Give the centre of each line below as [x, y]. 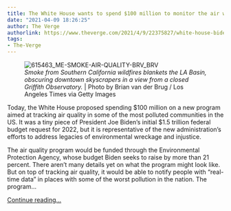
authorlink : [24, 33]
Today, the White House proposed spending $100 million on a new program [114, 108]
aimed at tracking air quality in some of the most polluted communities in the [115, 115]
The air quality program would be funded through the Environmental [103, 150]
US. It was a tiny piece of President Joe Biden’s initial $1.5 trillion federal [109, 122]
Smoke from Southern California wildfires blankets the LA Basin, [115, 72]
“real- [216, 172]
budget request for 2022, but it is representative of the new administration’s [114, 129]
